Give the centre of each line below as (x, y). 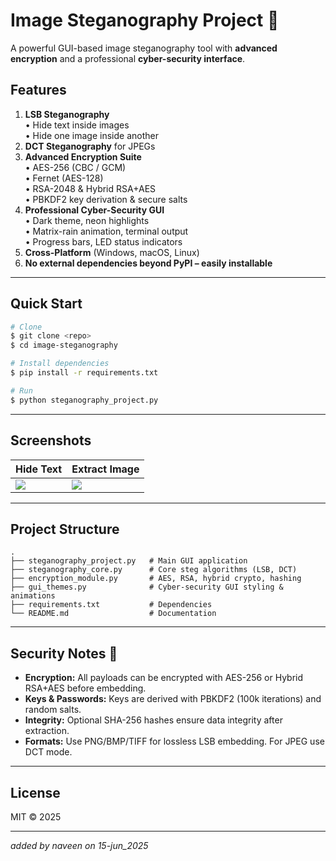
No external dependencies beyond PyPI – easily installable (148, 263)
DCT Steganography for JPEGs (90, 146)
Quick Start (46, 304)
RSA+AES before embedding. (85, 688)
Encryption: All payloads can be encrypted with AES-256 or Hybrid (164, 678)
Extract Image (105, 469)
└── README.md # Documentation (113, 614)
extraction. (47, 731)
